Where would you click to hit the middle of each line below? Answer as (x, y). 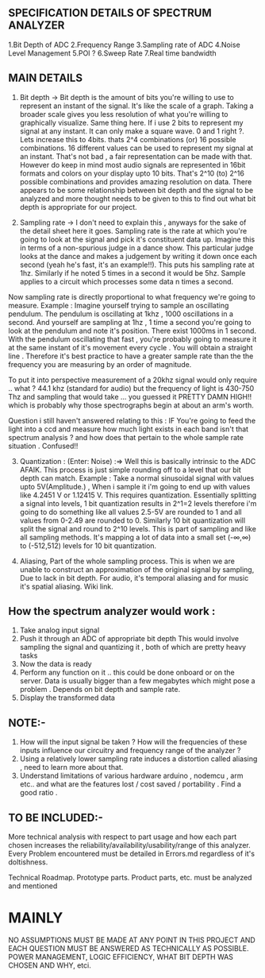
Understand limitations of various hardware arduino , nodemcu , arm (131, 776)
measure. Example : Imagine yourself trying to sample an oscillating (119, 305)
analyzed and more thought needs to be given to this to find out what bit (138, 199)
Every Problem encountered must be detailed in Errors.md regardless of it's (132, 854)
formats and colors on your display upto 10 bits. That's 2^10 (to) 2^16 (132, 173)
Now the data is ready (56, 664)
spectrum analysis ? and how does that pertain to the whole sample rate (126, 437)
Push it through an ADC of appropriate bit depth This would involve (129, 639)
